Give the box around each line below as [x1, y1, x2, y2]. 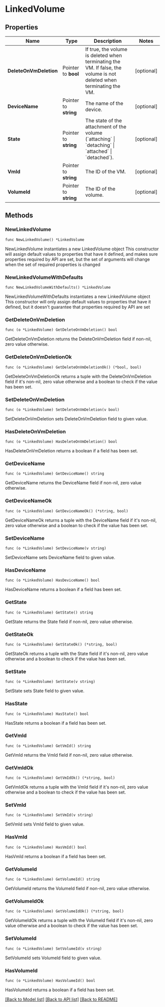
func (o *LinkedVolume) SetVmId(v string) [5, 813, 93, 818]
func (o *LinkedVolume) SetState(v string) [5, 680, 96, 684]
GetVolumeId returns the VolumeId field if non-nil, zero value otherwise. [5, 886, 150, 891]
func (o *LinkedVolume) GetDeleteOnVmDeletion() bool [5, 327, 118, 332]
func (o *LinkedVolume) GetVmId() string [5, 743, 91, 748]
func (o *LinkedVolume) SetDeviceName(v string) [5, 546, 107, 551]
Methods [5, 211, 33, 220]
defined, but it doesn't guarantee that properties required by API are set [5, 304, 150, 310]
